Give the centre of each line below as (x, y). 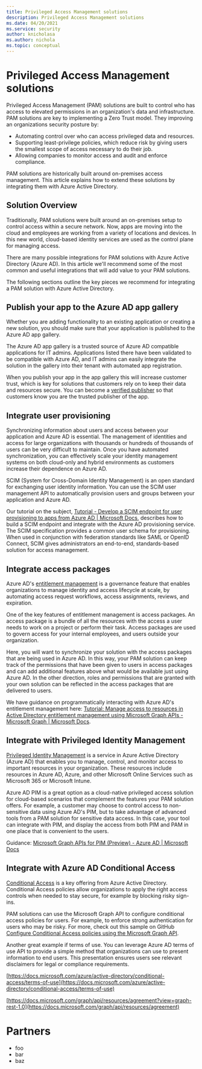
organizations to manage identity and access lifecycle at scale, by (88, 590)
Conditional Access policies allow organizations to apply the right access (97, 889)
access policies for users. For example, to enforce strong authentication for (100, 920)
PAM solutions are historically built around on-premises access (84, 174)
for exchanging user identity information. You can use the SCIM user (91, 487)
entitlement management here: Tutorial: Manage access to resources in (95, 709)
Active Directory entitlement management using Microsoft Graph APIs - (95, 715)
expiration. (20, 603)
